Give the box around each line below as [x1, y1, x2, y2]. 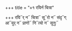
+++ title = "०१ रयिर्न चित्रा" [5, 5, 54, 10]
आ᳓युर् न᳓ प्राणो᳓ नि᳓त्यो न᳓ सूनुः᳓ [5, 20, 59, 26]
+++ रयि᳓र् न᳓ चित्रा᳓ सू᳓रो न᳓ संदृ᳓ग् [5, 15, 67, 20]
